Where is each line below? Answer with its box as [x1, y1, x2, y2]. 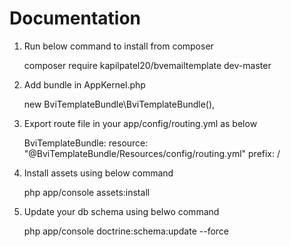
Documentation [9, 7, 142, 30]
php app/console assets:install [23, 186, 151, 198]
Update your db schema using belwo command [23, 205, 220, 217]
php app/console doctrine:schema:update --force [23, 225, 230, 237]
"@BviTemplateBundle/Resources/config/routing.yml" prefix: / [23, 147, 281, 159]
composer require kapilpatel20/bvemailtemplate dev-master [23, 59, 272, 71]
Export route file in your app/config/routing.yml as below [23, 117, 258, 129]
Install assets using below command [23, 167, 174, 179]
